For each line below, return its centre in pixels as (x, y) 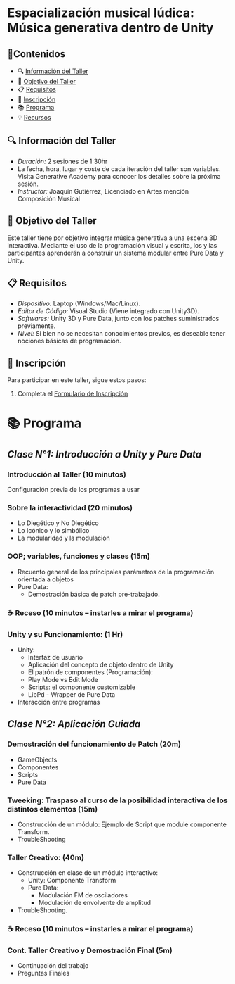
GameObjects (37, 759)
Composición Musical (49, 198)
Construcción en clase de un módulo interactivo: (88, 873)
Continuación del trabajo (53, 966)
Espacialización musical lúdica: (101, 13)
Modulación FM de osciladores (83, 895)
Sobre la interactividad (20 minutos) (70, 508)
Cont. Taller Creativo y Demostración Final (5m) (90, 950)
